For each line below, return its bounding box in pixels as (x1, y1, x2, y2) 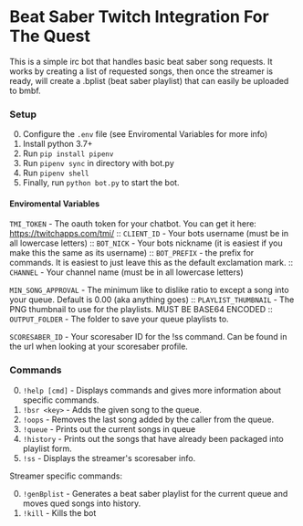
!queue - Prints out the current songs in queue (22, 423, 196, 435)
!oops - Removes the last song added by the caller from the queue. (22, 414, 275, 425)
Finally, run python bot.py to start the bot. (22, 177, 180, 188)
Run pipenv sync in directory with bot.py (22, 158, 175, 169)
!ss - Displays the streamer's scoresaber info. (22, 452, 196, 463)
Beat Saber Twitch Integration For (9, 6, 269, 27)
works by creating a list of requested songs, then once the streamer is (9, 66, 274, 77)
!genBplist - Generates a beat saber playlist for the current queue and (22, 488, 288, 499)
